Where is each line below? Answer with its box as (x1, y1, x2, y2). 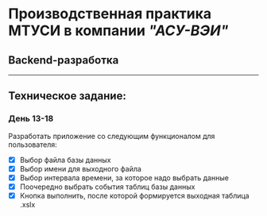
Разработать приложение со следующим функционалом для (8, 131, 215, 141)
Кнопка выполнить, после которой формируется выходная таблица (19, 191, 250, 200)
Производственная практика (8, 5, 212, 23)
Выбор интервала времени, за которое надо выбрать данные (19, 172, 229, 183)
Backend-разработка (8, 53, 119, 67)
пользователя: (8, 140, 57, 149)
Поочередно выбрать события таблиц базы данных (19, 182, 195, 191)
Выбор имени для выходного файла (19, 164, 141, 173)
